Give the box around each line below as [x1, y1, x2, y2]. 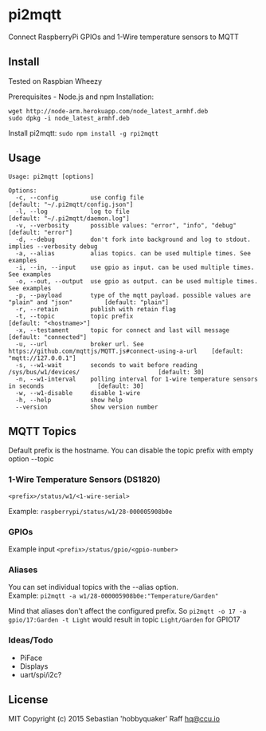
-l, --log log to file [15, 207, 130, 215]
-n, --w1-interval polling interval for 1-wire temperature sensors [15, 375, 259, 383]
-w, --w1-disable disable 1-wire [15, 389, 141, 397]
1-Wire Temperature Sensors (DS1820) [8, 474, 161, 485]
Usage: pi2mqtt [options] [8, 172, 94, 180]
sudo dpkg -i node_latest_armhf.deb [8, 114, 130, 122]
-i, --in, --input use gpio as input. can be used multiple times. [15, 263, 255, 271]
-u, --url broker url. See [15, 340, 145, 348]
